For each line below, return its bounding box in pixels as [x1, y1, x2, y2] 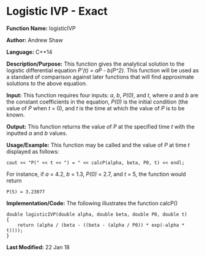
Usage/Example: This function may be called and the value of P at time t [6, 141, 190, 148]
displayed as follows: [6, 148, 59, 155]
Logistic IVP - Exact [6, 4, 108, 18]
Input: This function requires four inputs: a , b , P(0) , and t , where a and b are [6, 91, 199, 99]
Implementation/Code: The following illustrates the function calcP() [6, 199, 178, 206]
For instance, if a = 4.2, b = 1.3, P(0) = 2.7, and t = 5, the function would [6, 170, 187, 178]
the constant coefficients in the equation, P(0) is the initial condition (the [6, 98, 188, 105]
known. [6, 111, 25, 118]
